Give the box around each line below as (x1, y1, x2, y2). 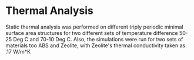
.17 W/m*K (5, 48, 31, 55)
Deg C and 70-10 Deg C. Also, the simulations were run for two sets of (13, 36, 183, 43)
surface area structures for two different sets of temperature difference (5, 29, 178, 36)
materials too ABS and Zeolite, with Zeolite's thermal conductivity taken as (5, 42, 186, 49)
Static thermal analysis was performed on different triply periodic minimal (5, 23, 183, 30)
